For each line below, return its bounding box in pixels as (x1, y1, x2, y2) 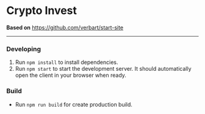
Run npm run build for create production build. (15, 101, 133, 108)
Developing (6, 45, 41, 53)
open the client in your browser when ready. (15, 71, 127, 79)
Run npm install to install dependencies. (15, 59, 118, 66)
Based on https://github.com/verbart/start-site (6, 24, 124, 31)
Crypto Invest (6, 4, 77, 18)
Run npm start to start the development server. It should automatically (15, 65, 192, 73)
